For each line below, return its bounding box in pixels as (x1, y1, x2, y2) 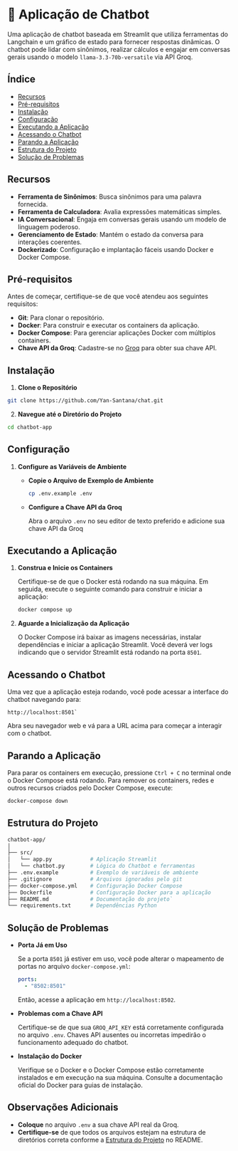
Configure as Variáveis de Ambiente (17, 462, 127, 471)
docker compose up (17, 606, 72, 614)
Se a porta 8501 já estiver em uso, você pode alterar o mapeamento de (17, 955, 225, 963)
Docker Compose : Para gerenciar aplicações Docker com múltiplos (17, 329, 216, 337)
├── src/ (7, 849, 33, 856)
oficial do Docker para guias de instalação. (17, 1081, 144, 1089)
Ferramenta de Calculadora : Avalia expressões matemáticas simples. (17, 207, 222, 216)
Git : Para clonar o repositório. (17, 313, 104, 322)
